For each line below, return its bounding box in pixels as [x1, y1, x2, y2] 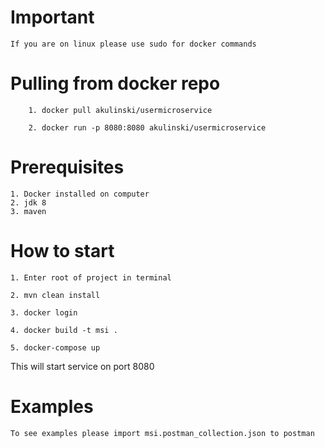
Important [10, 6, 95, 29]
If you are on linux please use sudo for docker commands [10, 39, 257, 49]
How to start [10, 240, 115, 262]
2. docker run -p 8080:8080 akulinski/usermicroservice [28, 122, 267, 133]
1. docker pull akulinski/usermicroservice [28, 105, 213, 115]
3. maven [10, 206, 47, 216]
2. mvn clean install [10, 290, 101, 300]
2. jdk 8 [10, 197, 47, 208]
